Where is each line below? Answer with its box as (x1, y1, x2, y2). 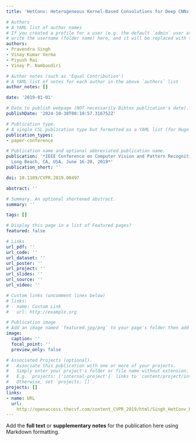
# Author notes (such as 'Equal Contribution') (6, 73, 124, 79)
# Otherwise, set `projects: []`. (6, 379, 95, 385)
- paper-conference (6, 137, 54, 143)
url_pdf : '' (6, 244, 35, 250)
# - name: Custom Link (6, 304, 61, 309)
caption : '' (11, 336, 41, 342)
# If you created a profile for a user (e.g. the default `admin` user (6, 30, 184, 36)
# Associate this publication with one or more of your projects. (6, 363, 176, 368)
